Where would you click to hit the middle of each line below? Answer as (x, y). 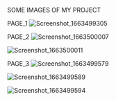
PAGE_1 (17, 23)
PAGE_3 (18, 64)
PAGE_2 (18, 37)
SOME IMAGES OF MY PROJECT (54, 10)
